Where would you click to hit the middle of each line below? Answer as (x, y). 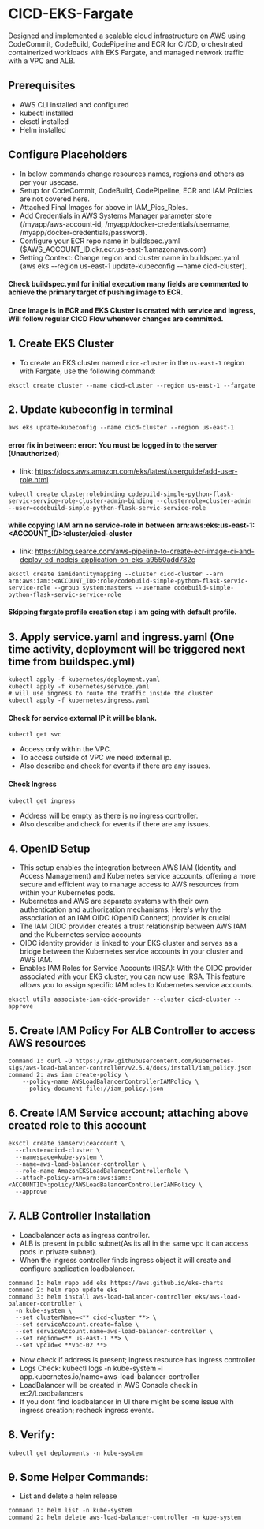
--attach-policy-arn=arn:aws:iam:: (74, 1178)
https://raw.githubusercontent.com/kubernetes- (155, 1061)
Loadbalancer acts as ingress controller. (85, 1235)
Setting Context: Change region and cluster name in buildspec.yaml (129, 257)
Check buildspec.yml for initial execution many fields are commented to (128, 284)
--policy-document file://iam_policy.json (93, 1089)
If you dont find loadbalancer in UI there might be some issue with (126, 1401)
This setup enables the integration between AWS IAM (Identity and (128, 868)
